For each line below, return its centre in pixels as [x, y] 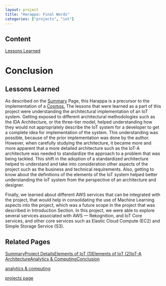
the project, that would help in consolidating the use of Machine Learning [80, 200]
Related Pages [28, 242]
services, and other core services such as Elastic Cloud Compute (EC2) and [83, 221]
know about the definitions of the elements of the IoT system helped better [81, 175]
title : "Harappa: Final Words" [37, 14]
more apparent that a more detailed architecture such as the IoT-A [73, 148]
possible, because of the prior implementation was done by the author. [77, 138]
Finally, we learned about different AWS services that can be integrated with [83, 195]
